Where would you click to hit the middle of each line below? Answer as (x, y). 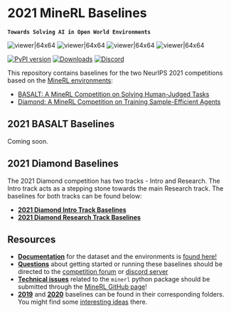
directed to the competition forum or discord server (93, 272)
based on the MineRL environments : (60, 80)
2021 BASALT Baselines (61, 124)
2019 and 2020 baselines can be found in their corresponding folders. (121, 295)
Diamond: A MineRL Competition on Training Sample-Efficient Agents (119, 102)
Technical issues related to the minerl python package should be (114, 280)
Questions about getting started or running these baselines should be (120, 264)
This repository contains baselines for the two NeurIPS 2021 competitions (115, 73)
